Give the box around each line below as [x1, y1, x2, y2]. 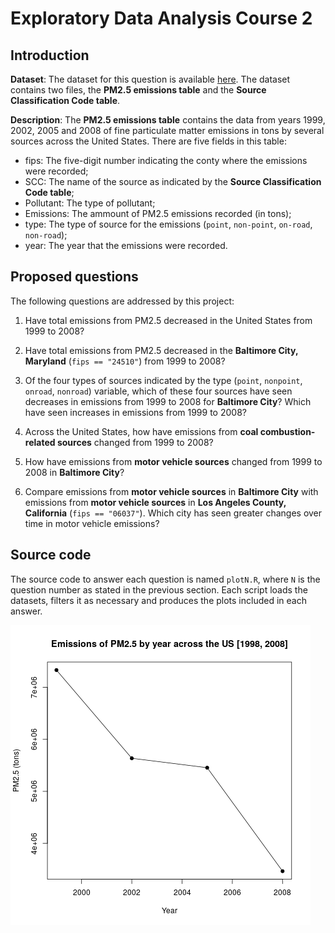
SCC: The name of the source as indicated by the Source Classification [24, 176, 322, 187]
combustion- [259, 425, 316, 437]
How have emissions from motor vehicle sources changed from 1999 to [24, 455, 323, 467]
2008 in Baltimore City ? [24, 466, 125, 478]
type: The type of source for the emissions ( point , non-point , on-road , [24, 218, 313, 230]
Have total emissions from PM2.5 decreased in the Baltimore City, [24, 344, 299, 356]
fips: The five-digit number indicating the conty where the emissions [24, 155, 308, 166]
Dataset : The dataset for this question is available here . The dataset [10, 73, 291, 85]
